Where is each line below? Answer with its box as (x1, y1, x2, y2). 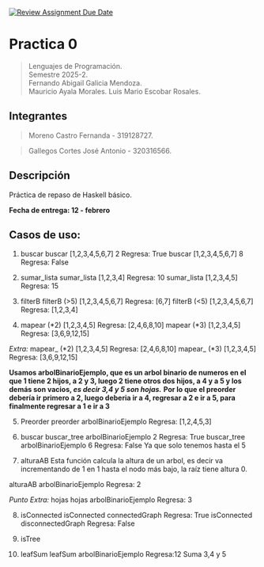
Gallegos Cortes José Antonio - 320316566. (28, 146, 172, 155)
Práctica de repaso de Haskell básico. (9, 190, 133, 200)
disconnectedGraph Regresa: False (20, 519, 135, 528)
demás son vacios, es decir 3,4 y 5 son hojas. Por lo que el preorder (9, 385, 236, 394)
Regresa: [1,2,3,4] (20, 305, 78, 314)
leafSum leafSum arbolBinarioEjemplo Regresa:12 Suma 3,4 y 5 (20, 550, 227, 559)
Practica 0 (9, 36, 78, 53)
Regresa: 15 (20, 281, 58, 291)
